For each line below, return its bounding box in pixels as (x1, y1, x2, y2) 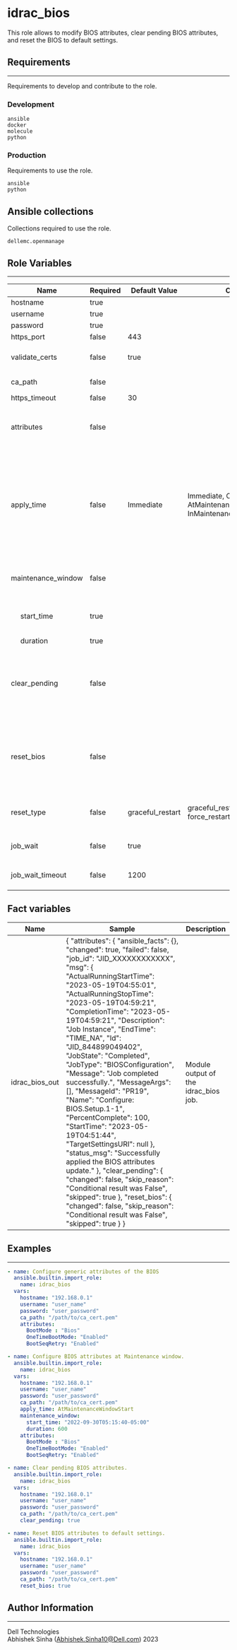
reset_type (11, 807, 47, 817)
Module (186, 1059, 211, 1069)
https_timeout (11, 392, 56, 402)
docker (7, 122, 27, 129)
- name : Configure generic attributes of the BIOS (7, 1268, 159, 1275)
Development (7, 99, 55, 109)
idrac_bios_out (11, 1077, 59, 1087)
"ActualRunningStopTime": (66, 988, 154, 998)
